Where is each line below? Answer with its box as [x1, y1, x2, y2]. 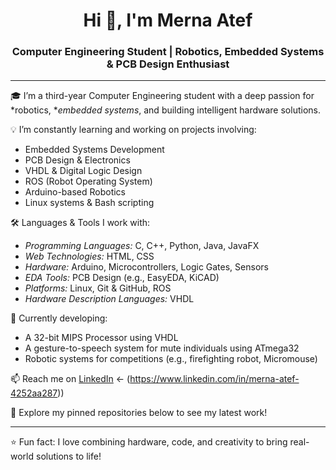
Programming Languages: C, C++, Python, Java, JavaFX [24, 240, 260, 252]
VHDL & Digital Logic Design [24, 165, 143, 177]
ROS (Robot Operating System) [24, 175, 153, 188]
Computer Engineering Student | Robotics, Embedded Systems [11, 45, 325, 59]
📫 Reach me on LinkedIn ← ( [10, 373, 131, 385]
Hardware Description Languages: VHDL [24, 293, 195, 305]
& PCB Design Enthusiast [106, 57, 230, 71]
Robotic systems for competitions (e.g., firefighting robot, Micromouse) [24, 353, 318, 365]
